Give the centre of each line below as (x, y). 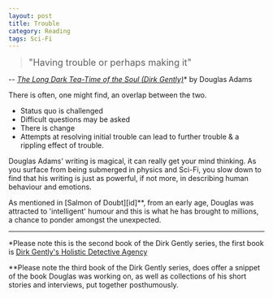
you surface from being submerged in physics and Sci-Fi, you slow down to (135, 170)
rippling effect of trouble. (62, 145)
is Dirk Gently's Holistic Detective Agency (78, 252)
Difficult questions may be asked (75, 119)
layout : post (30, 16)
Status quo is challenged (62, 111)
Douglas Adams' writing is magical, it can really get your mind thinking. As (132, 161)
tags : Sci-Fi (30, 39)
